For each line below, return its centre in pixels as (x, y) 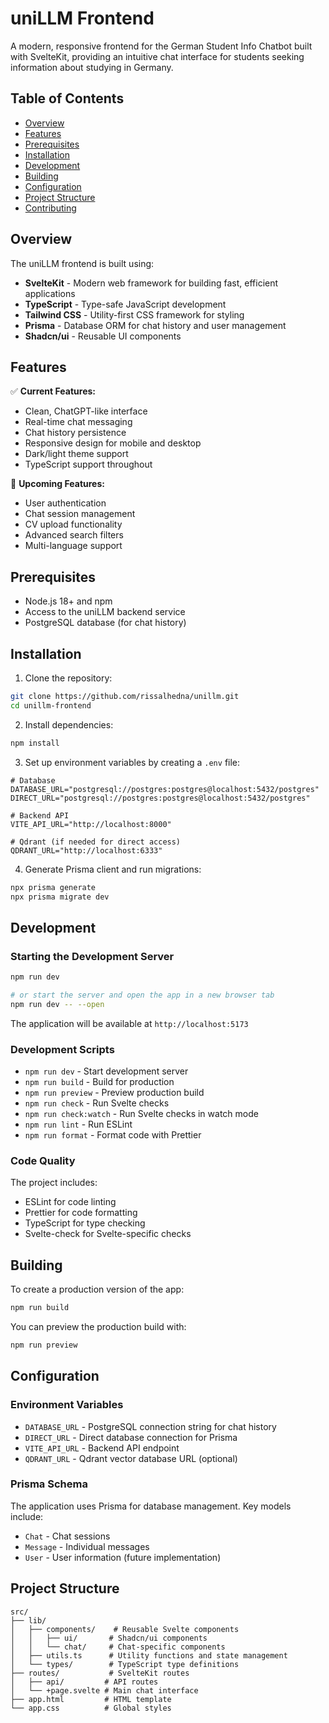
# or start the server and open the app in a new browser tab (142, 995)
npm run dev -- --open (57, 1004)
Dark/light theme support (76, 454)
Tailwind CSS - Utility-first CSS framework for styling (134, 314)
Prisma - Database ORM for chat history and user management (155, 325)
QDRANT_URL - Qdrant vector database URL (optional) (131, 1458)
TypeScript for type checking (85, 1223)
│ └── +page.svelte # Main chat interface (104, 1690)
